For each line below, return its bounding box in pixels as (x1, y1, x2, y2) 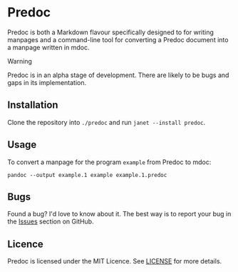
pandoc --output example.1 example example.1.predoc (7, 171, 167, 178)
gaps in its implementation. (7, 78, 87, 86)
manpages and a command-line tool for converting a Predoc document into (7, 35, 229, 44)
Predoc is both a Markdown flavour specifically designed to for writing (7, 28, 214, 36)
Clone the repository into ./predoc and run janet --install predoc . (7, 118, 206, 126)
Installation (7, 99, 58, 111)
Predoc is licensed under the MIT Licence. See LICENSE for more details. (7, 257, 222, 266)
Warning (7, 56, 32, 65)
